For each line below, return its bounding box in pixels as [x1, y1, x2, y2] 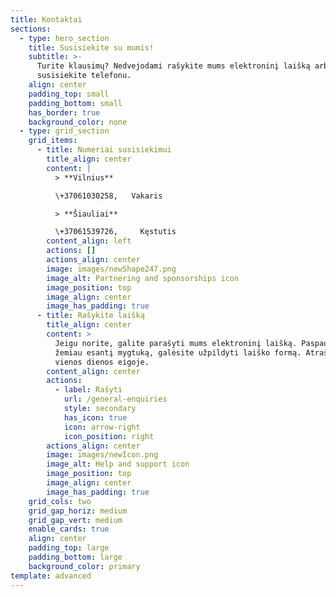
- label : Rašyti [54, 385, 123, 395]
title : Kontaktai [10, 14, 83, 25]
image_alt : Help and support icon [46, 459, 190, 470]
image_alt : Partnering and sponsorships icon [46, 273, 240, 283]
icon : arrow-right [63, 422, 141, 432]
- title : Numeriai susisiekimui [36, 145, 172, 155]
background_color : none [28, 117, 128, 127]
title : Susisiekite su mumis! [28, 42, 155, 53]
